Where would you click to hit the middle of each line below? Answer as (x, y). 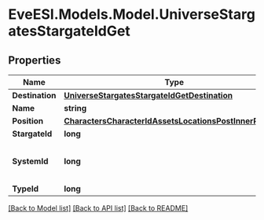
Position (28, 121)
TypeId (26, 189)
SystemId (30, 161)
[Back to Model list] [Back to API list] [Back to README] (98, 208)
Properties (35, 60)
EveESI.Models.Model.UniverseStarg (132, 15)
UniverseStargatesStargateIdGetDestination (148, 95)
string (75, 108)
